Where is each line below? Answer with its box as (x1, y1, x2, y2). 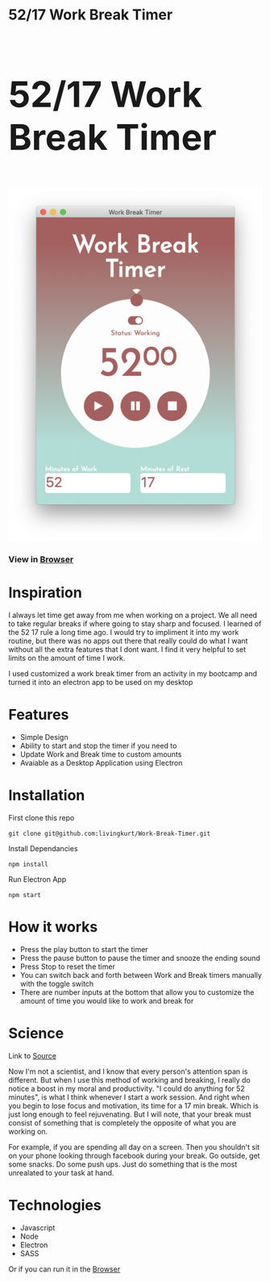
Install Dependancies (8, 843, 78, 853)
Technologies (8, 1196, 102, 1214)
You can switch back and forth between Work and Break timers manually (19, 970, 262, 979)
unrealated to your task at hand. (8, 1167, 114, 1177)
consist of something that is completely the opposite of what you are (8, 1117, 236, 1127)
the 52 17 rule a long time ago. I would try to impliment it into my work (8, 628, 239, 637)
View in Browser (8, 554, 74, 566)
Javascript (19, 1222, 56, 1232)
